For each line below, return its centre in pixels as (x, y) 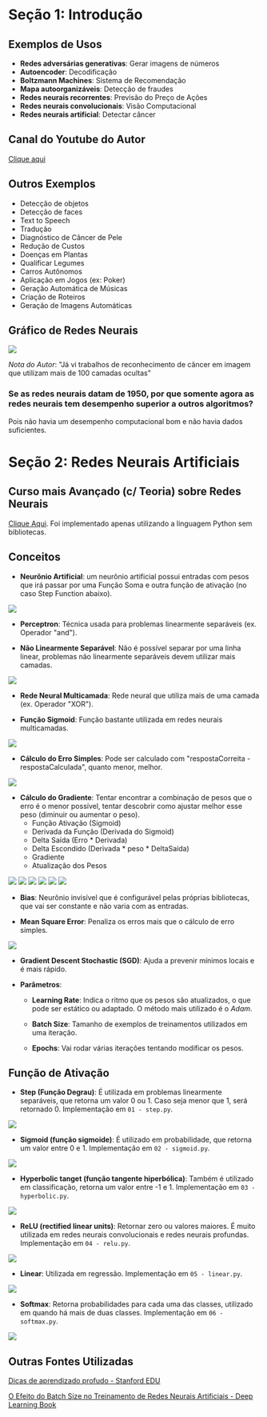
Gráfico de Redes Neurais (73, 331)
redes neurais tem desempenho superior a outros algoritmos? (131, 404)
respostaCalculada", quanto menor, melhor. (91, 767)
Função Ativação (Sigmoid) (76, 823)
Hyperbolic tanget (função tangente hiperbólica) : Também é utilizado (137, 1179)
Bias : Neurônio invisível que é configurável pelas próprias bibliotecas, (135, 897)
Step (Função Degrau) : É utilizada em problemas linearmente (121, 1092)
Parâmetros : (41, 984)
